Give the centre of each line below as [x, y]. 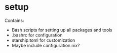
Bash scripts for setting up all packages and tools [62, 30]
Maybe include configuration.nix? [46, 45]
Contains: [14, 20]
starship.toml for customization [43, 40]
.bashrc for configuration [37, 35]
